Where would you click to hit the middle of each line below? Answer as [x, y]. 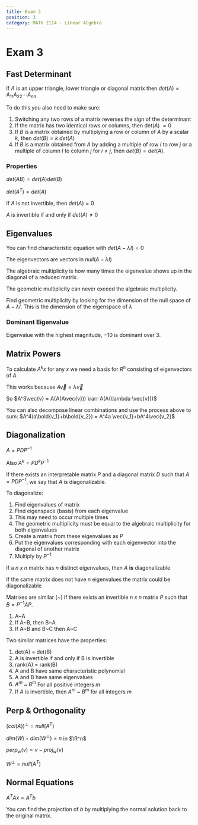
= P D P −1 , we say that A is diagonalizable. [56, 481]
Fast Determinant [39, 74]
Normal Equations [40, 782]
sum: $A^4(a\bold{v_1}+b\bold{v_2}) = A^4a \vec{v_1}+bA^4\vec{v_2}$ [91, 416]
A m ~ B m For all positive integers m [58, 684]
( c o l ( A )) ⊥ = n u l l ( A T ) [30, 725]
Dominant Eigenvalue [38, 322]
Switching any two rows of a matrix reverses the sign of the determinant [103, 119]
